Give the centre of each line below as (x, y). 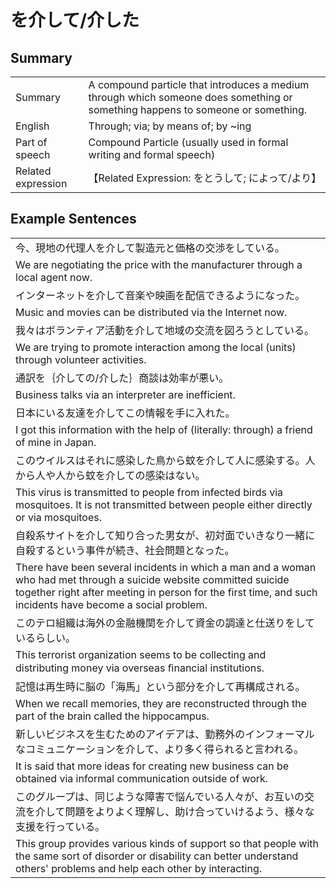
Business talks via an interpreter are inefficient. (125, 394)
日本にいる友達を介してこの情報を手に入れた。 (125, 413)
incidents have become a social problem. (111, 604)
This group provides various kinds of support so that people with (167, 843)
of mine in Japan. (56, 442)
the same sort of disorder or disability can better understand (157, 856)
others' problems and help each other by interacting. (139, 868)
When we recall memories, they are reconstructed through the (161, 703)
